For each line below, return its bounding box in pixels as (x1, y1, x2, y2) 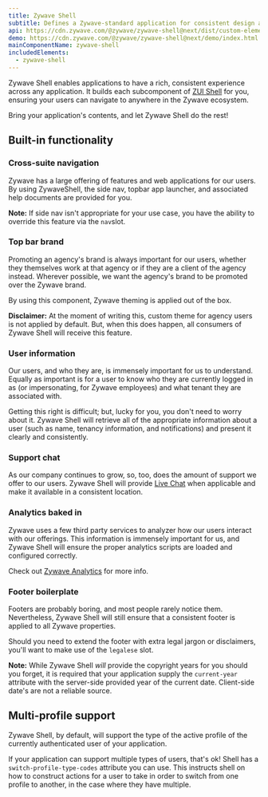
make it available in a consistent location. (8, 487, 144, 497)
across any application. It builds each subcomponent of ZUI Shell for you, (8, 86, 250, 96)
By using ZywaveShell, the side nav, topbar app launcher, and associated (8, 184, 249, 194)
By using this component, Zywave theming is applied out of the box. (8, 295, 232, 305)
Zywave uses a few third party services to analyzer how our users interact (8, 525, 252, 535)
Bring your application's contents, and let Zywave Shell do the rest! (8, 110, 229, 120)
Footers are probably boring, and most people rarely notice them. (8, 604, 223, 614)
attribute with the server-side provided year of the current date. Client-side (8, 677, 255, 687)
